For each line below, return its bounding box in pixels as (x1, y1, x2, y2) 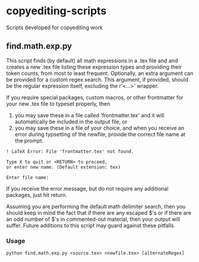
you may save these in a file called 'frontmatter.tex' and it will (14, 111, 165, 118)
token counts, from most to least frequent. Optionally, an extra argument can (6, 70, 194, 77)
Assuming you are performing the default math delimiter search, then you (6, 202, 186, 210)
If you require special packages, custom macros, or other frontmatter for (6, 93, 184, 101)
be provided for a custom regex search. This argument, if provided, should (6, 76, 188, 83)
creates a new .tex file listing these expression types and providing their (6, 63, 182, 70)
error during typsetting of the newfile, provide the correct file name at (14, 130, 186, 138)
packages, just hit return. (6, 191, 67, 198)
